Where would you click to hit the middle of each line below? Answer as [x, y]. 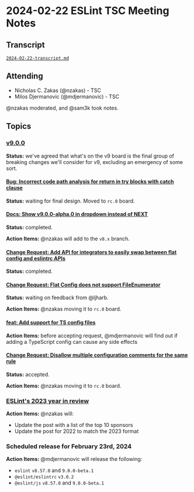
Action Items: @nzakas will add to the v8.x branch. [68, 238]
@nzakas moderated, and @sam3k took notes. [62, 108]
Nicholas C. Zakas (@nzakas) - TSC [58, 90]
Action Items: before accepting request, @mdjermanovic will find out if [92, 336]
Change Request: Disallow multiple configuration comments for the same [97, 355]
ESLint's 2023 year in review [48, 401]
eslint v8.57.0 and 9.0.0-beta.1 [54, 470]
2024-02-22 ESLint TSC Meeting [88, 11]
